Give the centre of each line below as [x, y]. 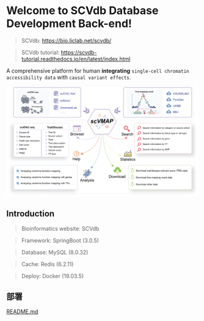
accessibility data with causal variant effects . [69, 77]
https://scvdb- [79, 52]
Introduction [31, 214]
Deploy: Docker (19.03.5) [53, 276]
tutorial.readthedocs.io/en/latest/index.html [76, 59]
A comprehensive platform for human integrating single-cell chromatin [98, 70]
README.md [22, 312]
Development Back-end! [69, 24]
